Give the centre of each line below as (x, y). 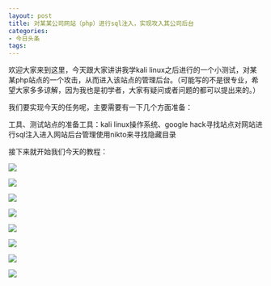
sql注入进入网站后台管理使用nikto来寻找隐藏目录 (95, 135)
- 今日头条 (24, 38)
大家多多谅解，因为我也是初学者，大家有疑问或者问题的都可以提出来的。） (138, 90)
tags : (17, 46)
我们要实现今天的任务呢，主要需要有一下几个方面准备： (100, 107)
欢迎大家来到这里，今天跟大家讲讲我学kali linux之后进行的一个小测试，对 (129, 70)
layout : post (30, 16)
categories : (28, 31)
